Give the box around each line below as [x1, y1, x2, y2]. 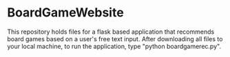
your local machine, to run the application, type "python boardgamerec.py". [7, 42, 222, 50]
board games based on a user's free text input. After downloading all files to [7, 34, 223, 43]
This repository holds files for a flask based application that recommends [7, 27, 215, 36]
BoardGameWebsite [7, 5, 124, 21]
